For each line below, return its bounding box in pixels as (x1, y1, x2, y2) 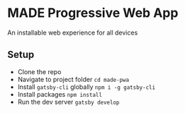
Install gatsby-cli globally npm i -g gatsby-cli (17, 83, 156, 91)
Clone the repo (17, 67, 62, 76)
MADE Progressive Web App (7, 5, 179, 21)
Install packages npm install (17, 90, 103, 98)
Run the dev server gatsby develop (17, 97, 120, 106)
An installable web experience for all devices (7, 28, 138, 37)
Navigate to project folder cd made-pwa (17, 75, 130, 83)
